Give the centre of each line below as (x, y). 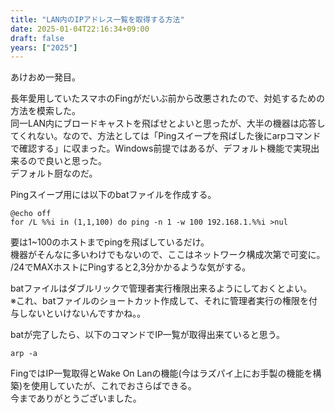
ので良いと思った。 (67, 161)
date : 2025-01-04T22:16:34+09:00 (80, 29)
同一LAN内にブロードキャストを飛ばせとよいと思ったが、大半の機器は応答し (168, 123)
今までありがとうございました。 (76, 398)
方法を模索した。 (45, 111)
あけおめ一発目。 (45, 77)
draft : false (37, 38)
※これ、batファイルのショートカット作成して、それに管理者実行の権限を (160, 301)
